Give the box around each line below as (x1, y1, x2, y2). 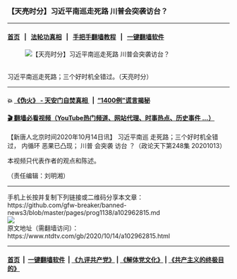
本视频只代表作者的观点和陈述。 (7, 156, 100, 165)
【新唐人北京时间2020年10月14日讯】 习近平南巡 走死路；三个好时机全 (7, 132, 212, 142)
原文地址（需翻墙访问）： (7, 224, 79, 232)
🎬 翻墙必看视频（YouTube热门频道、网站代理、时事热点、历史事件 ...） (7, 113, 215, 122)
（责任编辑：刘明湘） (7, 171, 69, 180)
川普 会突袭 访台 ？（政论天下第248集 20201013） (80, 142, 226, 150)
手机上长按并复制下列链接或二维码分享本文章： (7, 193, 143, 201)
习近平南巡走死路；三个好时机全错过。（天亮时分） (7, 72, 153, 80)
